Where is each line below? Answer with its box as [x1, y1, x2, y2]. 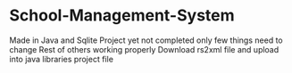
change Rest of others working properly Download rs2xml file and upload [9, 44, 279, 54]
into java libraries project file [9, 53, 114, 64]
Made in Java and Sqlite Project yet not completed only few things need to [9, 35, 283, 45]
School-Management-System [9, 5, 235, 26]
